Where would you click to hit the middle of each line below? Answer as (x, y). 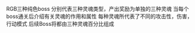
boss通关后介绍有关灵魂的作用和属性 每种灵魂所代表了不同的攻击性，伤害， (99, 16)
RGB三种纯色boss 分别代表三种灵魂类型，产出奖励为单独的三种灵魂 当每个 (98, 9)
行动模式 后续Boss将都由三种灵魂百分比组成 (60, 24)
